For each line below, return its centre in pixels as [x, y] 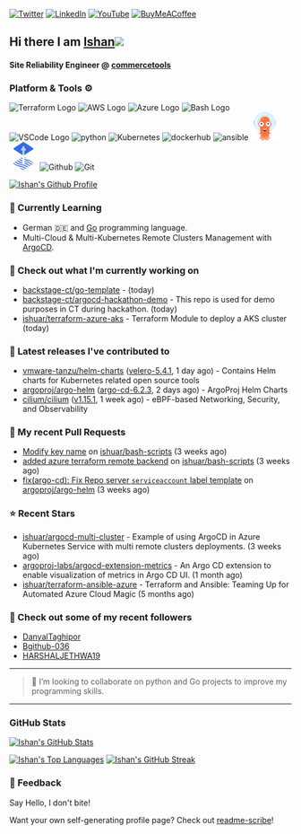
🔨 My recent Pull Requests [68, 433]
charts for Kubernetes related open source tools [111, 381]
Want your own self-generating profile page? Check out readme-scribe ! [142, 820]
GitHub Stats [38, 723]
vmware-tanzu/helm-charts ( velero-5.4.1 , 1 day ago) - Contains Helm [149, 371]
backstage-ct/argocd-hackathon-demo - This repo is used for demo [148, 299]
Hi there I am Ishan [62, 42]
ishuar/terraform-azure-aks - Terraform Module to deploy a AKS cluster [155, 318]
